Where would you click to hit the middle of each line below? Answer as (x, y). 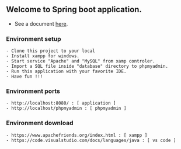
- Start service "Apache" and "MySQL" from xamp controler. (81, 61)
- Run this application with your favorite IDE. (66, 72)
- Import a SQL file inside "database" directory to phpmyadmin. (87, 67)
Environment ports (33, 91)
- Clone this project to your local (51, 51)
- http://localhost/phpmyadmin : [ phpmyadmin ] (66, 108)
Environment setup (34, 39)
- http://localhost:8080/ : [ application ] (61, 103)
